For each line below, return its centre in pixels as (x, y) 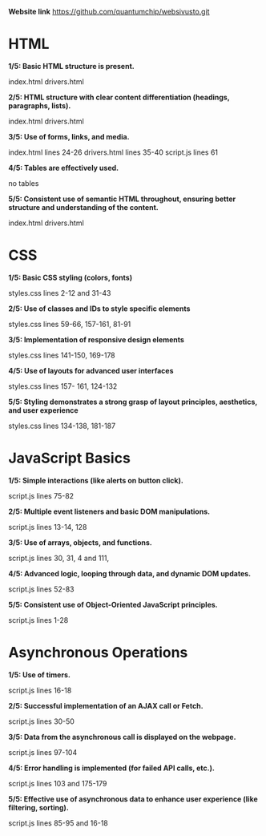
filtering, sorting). (39, 807)
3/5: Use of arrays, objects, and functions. (80, 542)
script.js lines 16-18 (40, 690)
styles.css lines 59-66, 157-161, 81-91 (70, 324)
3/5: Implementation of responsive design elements (96, 339)
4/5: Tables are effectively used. (63, 168)
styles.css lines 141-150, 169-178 (62, 355)
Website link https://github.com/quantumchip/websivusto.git (109, 12)
